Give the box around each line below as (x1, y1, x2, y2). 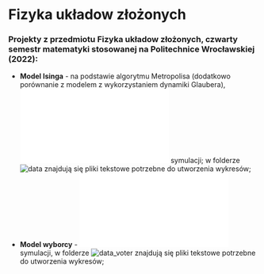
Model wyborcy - (19, 240, 78, 249)
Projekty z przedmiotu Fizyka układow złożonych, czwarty (8, 34, 238, 45)
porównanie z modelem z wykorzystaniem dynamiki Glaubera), (19, 80, 226, 89)
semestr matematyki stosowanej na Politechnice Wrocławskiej (8, 44, 255, 55)
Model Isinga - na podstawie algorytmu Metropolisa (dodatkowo (19, 71, 231, 81)
